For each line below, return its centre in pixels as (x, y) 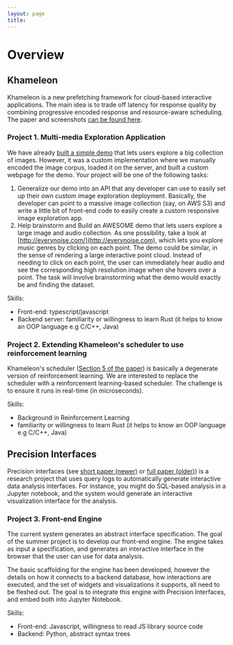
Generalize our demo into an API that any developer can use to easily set (121, 188)
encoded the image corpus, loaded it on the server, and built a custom (108, 167)
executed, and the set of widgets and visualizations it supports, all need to (114, 585)
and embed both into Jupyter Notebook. (65, 600)
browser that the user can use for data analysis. (75, 556)
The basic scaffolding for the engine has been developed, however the (109, 570)
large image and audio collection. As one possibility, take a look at (112, 233)
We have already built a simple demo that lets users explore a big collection (115, 152)
